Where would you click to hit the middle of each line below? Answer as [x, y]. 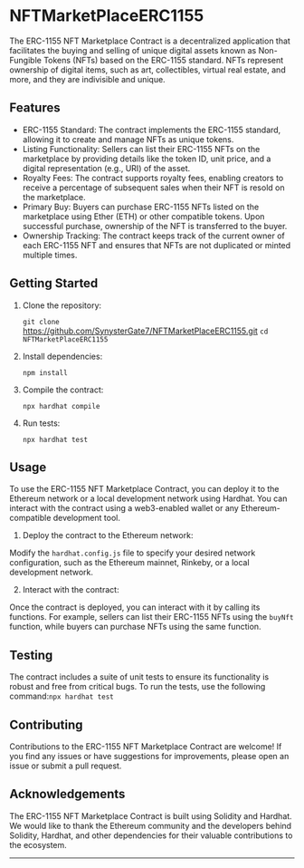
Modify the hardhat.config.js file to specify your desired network [133, 553]
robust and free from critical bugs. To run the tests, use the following [138, 687]
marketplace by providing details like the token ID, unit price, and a [147, 159]
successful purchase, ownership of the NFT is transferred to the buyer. [155, 226]
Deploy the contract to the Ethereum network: [108, 535]
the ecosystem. [38, 844]
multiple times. [50, 255]
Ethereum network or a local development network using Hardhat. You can [148, 498]
